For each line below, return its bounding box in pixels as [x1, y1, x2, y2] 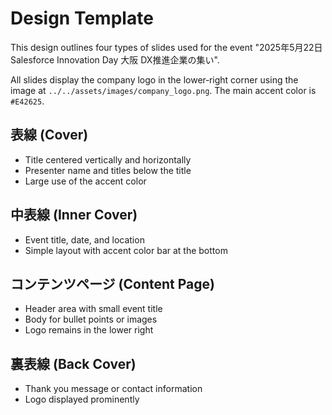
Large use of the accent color [24, 175, 147, 187]
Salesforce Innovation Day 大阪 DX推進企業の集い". [10, 53, 220, 66]
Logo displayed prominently [24, 393, 140, 406]
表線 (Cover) [10, 127, 89, 144]
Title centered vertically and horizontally [24, 153, 192, 166]
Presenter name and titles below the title [24, 164, 192, 176]
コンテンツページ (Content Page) [10, 275, 215, 292]
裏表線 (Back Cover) [10, 355, 137, 372]
